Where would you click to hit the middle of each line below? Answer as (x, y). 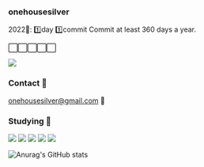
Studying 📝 (30, 121)
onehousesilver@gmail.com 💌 (57, 101)
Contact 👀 (28, 83)
